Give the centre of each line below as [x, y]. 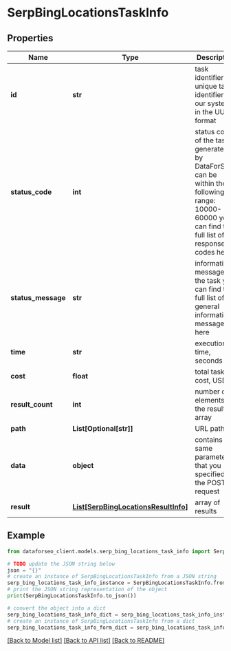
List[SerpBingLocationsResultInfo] [130, 507]
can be [206, 175]
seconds [209, 361]
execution [211, 343]
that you [208, 466]
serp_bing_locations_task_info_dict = [63, 615]
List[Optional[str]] [103, 428]
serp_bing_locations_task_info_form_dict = [70, 628]
